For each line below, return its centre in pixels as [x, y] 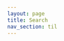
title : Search [28, 20]
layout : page [26, 14]
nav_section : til [32, 26]
